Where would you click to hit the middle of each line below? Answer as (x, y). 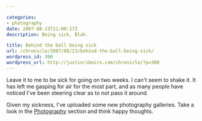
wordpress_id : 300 (30, 57)
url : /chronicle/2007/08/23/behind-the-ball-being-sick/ (80, 51)
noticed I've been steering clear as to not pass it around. (77, 93)
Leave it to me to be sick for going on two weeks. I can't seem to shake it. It (101, 79)
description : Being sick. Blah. (47, 34)
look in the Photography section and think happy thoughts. (80, 111)
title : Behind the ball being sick (52, 46)
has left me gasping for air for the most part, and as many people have (95, 86)
